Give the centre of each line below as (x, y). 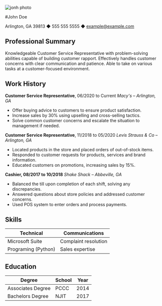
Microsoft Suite (25, 242)
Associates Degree (29, 289)
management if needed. (36, 126)
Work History (25, 84)
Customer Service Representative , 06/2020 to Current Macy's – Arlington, (81, 96)
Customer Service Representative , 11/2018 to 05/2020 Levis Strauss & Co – (81, 135)
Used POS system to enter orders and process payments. (70, 204)
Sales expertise (78, 249)
